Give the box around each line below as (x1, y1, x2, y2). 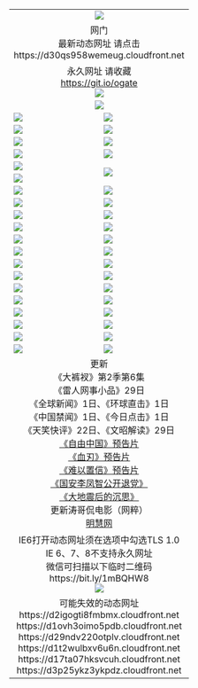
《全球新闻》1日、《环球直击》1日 (29, 397, 170, 410)
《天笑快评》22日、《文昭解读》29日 (23, 424, 175, 436)
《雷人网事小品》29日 (53, 384, 145, 396)
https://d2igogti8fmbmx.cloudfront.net (19, 608, 179, 621)
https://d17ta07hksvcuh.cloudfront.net (17, 653, 181, 665)
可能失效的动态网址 (58, 597, 140, 609)
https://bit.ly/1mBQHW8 (49, 572, 149, 584)
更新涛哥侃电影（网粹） (49, 504, 148, 516)
